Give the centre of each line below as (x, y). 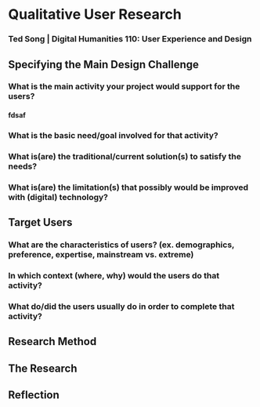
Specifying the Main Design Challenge (104, 64)
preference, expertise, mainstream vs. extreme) (101, 255)
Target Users (40, 222)
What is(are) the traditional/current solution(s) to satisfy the (125, 156)
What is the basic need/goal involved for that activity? (113, 135)
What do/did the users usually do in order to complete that (121, 306)
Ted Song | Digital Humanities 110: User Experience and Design (130, 39)
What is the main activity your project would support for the (124, 86)
